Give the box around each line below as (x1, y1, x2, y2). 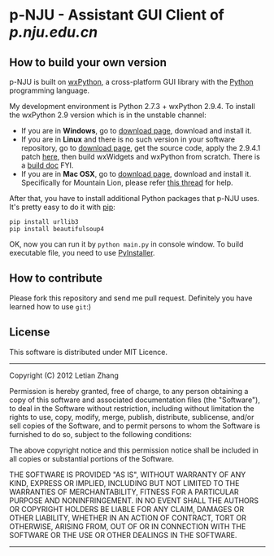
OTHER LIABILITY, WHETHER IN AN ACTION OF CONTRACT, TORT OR (9, 513, 246, 523)
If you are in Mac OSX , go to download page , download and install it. (20, 169, 251, 178)
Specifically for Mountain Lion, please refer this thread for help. (20, 177, 234, 187)
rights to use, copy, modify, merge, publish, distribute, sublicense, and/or (9, 412, 254, 422)
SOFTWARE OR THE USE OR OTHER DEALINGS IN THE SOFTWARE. (9, 530, 237, 540)
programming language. (9, 85, 90, 95)
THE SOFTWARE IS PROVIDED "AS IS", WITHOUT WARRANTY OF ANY (9, 470, 246, 479)
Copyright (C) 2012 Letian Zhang (9, 370, 119, 380)
